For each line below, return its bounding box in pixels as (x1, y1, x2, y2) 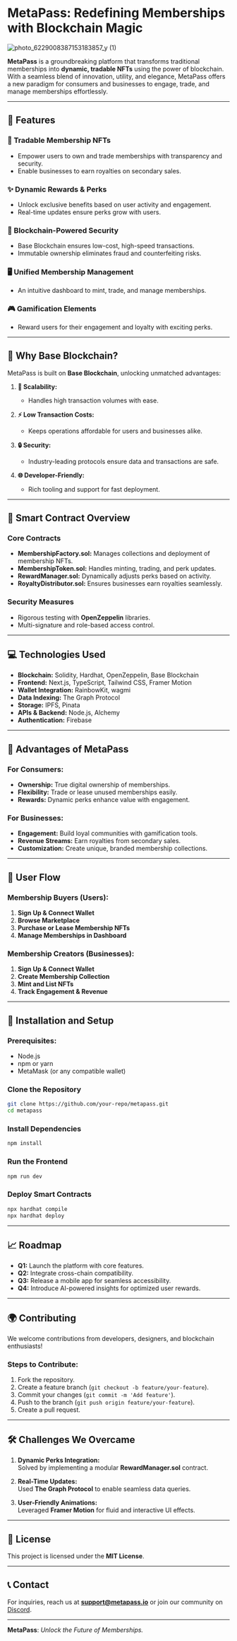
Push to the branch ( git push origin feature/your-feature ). (17, 1398, 195, 1407)
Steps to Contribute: (7, 1359, 79, 1369)
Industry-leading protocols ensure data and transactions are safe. (28, 457, 219, 465)
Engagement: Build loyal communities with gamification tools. (17, 829, 198, 837)
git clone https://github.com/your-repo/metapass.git (7, 1101, 169, 1108)
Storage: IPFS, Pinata (17, 701, 80, 709)
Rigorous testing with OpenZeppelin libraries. (17, 613, 151, 622)
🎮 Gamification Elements (7, 304, 97, 314)
